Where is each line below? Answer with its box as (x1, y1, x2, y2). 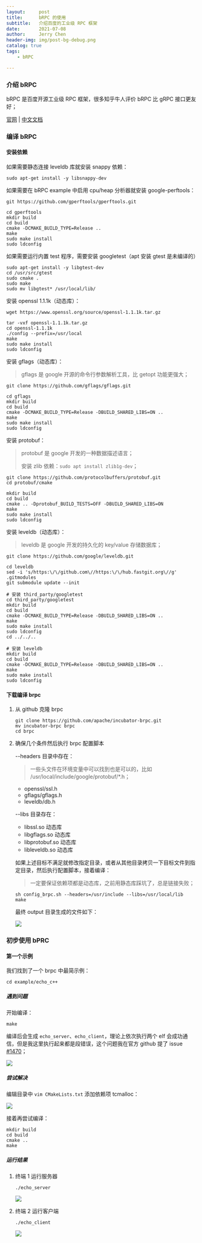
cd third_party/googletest (6, 597, 74, 603)
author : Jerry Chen (6, 32, 67, 38)
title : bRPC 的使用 (6, 15, 67, 21)
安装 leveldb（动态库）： (6, 528, 66, 536)
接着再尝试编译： (6, 1115, 49, 1122)
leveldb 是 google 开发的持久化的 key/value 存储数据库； (21, 541, 162, 548)
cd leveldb (6, 564, 34, 570)
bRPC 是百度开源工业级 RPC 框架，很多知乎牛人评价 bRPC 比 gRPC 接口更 (6, 95, 192, 102)
